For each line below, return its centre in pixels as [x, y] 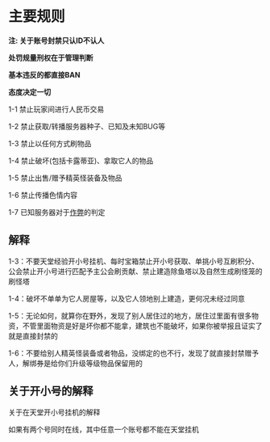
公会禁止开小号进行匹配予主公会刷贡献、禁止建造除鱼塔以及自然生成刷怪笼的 [135, 271]
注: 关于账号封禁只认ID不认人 [56, 40]
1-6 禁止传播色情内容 [43, 195]
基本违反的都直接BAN [44, 74]
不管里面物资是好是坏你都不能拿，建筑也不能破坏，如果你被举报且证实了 [142, 326]
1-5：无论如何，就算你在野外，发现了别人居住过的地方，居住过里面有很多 [130, 315]
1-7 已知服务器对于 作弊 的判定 [57, 212]
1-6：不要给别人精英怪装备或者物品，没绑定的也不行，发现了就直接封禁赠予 [134, 353]
